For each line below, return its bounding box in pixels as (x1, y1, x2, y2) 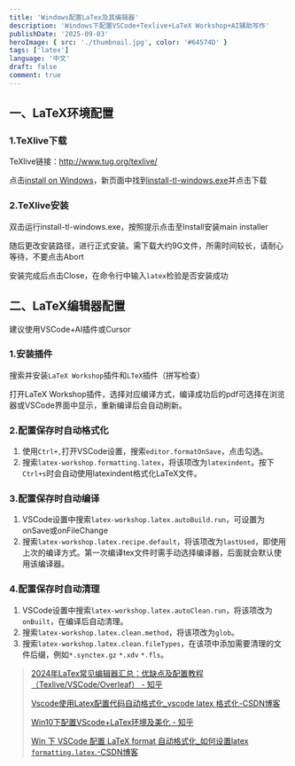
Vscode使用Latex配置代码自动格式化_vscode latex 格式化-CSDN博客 (30, 698, 281, 708)
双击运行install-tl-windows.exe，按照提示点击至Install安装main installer (9, 221, 268, 231)
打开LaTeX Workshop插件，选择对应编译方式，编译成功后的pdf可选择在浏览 (9, 388, 285, 399)
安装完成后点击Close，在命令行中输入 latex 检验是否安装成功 (9, 270, 229, 280)
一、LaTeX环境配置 (9, 106, 114, 121)
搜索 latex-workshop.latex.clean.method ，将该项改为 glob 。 (21, 627, 239, 637)
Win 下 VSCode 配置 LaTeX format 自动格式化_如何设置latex (30, 735, 249, 746)
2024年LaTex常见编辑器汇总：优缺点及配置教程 (30, 668, 204, 678)
